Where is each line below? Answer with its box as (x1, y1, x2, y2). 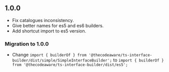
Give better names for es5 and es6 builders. (12, 22, 104, 28)
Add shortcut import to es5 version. (12, 27, 87, 34)
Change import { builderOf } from (12, 52, 87, 58)
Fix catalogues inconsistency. (12, 17, 74, 23)
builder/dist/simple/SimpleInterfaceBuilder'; (12, 58, 112, 63)
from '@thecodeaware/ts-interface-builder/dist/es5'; (12, 62, 128, 67)
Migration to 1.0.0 (5, 40, 49, 47)
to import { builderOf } (113, 57, 164, 63)
